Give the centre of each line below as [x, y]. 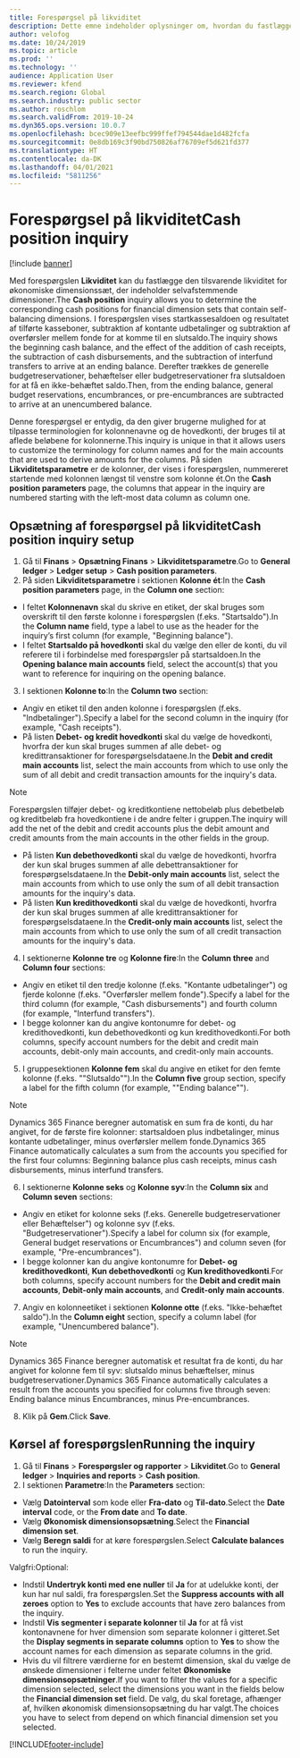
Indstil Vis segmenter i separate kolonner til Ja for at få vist [133, 1622]
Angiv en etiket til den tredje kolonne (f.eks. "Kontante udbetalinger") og [155, 985]
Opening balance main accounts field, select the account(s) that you [150, 664]
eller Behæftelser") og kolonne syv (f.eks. [99, 1223]
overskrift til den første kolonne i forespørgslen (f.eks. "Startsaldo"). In [150, 617]
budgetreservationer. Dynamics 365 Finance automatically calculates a [139, 1380]
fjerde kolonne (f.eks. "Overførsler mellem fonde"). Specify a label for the [156, 994]
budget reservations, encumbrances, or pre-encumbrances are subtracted [146, 395]
